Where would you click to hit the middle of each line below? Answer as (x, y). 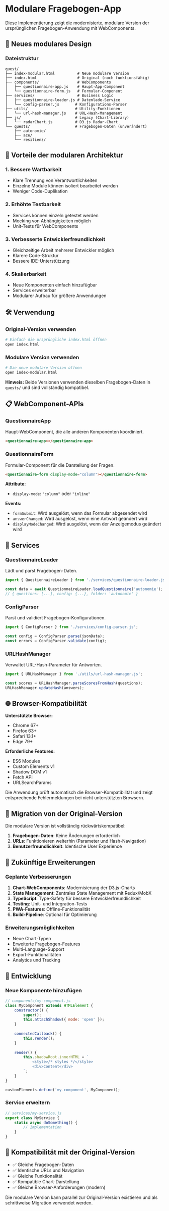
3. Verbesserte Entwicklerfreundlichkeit (55, 239)
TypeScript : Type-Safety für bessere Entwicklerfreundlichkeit (76, 898)
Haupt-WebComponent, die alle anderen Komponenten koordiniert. (75, 432)
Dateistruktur (22, 59)
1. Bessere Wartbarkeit (33, 169)
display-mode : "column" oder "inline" (51, 494)
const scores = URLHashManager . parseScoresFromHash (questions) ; (74, 683)
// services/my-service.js (33, 1113)
